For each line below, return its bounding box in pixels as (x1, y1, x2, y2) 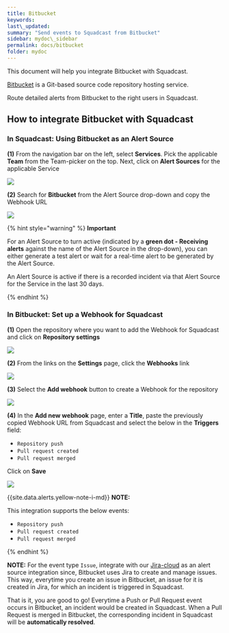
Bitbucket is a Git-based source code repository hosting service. (7, 80, 189, 88)
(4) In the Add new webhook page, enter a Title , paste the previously (7, 411, 204, 419)
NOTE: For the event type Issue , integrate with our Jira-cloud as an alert (7, 560, 211, 569)
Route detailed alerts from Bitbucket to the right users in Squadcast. (7, 93, 198, 101)
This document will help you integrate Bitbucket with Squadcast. (7, 67, 189, 75)
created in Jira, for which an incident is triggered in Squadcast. (7, 582, 185, 590)
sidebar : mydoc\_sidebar (7, 36, 78, 43)
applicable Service (7, 164, 59, 172)
